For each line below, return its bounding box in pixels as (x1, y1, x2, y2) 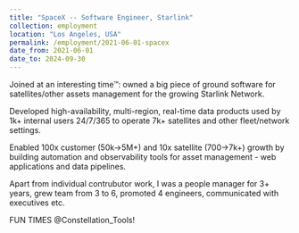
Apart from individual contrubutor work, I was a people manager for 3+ (9, 179, 270, 188)
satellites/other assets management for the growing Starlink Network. (9, 88, 265, 99)
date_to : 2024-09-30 (9, 54, 87, 63)
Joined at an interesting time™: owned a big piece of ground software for (9, 79, 277, 89)
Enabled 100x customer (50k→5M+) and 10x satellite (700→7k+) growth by (9, 142, 285, 153)
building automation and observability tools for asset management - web (9, 152, 277, 162)
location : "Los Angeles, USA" (9, 29, 122, 38)
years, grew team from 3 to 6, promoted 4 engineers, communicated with (9, 188, 279, 198)
